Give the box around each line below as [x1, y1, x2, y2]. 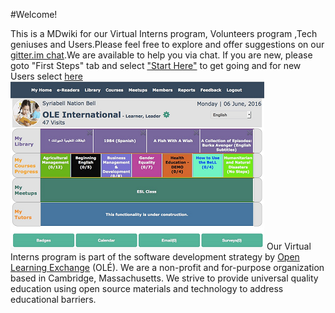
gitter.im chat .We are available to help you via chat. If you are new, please [10, 49, 313, 61]
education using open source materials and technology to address [10, 283, 284, 294]
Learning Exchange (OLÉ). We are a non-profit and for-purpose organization [10, 262, 325, 273]
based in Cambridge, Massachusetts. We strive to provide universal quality [10, 272, 319, 284]
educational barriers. [10, 294, 97, 305]
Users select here [10, 70, 83, 82]
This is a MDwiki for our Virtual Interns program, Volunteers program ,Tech [10, 28, 318, 39]
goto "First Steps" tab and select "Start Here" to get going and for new [10, 60, 302, 71]
